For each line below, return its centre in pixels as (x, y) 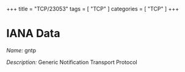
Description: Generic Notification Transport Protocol (72, 62)
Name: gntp (21, 50)
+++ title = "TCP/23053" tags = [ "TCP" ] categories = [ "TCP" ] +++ (92, 9)
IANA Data (33, 34)
